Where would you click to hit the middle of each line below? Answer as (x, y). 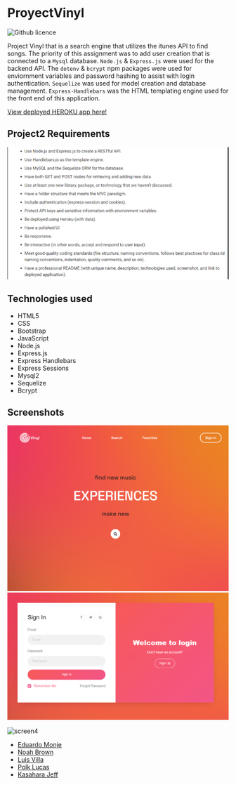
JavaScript (33, 338)
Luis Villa (31, 760)
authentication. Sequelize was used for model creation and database (106, 83)
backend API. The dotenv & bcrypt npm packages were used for (99, 68)
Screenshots (36, 412)
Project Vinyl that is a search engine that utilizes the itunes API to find (108, 46)
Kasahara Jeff (38, 774)
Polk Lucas (33, 767)
